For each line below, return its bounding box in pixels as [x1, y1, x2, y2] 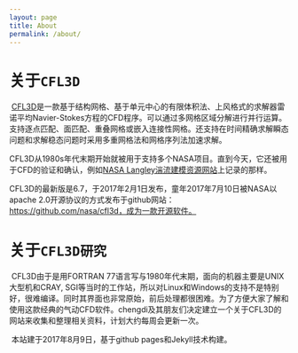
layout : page [9, 12, 58, 22]
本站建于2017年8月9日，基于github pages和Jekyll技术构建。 [11, 334, 232, 345]
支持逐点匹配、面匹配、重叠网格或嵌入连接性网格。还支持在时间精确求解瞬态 [9, 123, 289, 134]
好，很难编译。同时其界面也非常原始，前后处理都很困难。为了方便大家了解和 [9, 294, 289, 304]
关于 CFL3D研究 [9, 240, 107, 260]
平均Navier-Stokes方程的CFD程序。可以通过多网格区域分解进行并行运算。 [16, 113, 287, 123]
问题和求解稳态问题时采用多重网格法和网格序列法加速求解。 [9, 135, 227, 145]
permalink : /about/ [9, 29, 82, 38]
